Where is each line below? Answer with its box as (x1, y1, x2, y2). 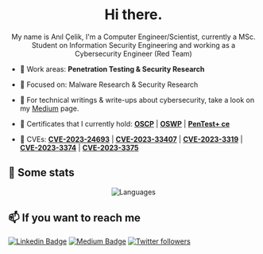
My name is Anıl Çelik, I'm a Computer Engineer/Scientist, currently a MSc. (11, 32, 256, 41)
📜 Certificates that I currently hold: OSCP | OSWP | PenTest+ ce (19, 119, 230, 128)
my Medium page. (19, 104, 79, 113)
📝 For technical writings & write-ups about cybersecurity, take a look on (19, 95, 255, 104)
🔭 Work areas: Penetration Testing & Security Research (19, 64, 205, 73)
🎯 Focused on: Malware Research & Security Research (19, 80, 199, 89)
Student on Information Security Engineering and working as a (31, 40, 236, 49)
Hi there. (104, 6, 163, 24)
